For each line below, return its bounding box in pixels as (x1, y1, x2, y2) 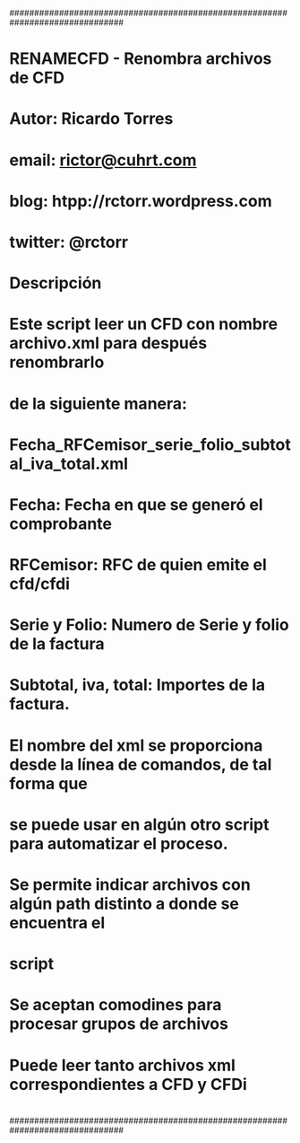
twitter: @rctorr (9, 232, 129, 252)
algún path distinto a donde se (9, 893, 240, 914)
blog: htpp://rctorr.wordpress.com (9, 190, 273, 211)
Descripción (9, 273, 102, 294)
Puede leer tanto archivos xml (9, 1055, 236, 1076)
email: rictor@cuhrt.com (9, 150, 197, 170)
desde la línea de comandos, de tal (9, 754, 272, 775)
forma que (9, 773, 88, 794)
